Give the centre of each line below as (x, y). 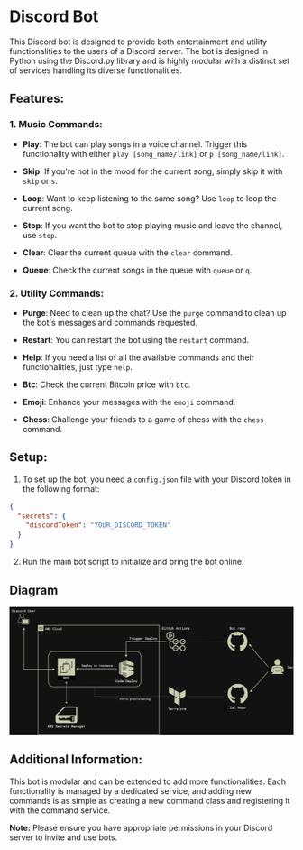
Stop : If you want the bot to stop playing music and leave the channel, (152, 225)
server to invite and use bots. (64, 837)
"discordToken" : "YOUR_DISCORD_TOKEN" (98, 525)
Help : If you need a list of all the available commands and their (138, 357)
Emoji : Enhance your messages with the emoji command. (129, 402)
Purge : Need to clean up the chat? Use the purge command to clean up (154, 312)
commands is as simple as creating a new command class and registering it (150, 800)
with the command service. (60, 810)
